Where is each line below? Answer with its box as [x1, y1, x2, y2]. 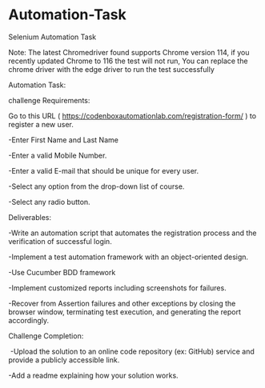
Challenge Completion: [8, 330, 84, 341]
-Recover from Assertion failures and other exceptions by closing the [8, 298, 236, 308]
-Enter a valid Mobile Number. [8, 150, 107, 160]
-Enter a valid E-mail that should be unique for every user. [8, 166, 199, 175]
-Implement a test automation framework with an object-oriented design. [8, 252, 249, 262]
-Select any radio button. [8, 197, 90, 206]
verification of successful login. [8, 236, 112, 246]
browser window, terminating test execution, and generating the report [8, 306, 242, 317]
